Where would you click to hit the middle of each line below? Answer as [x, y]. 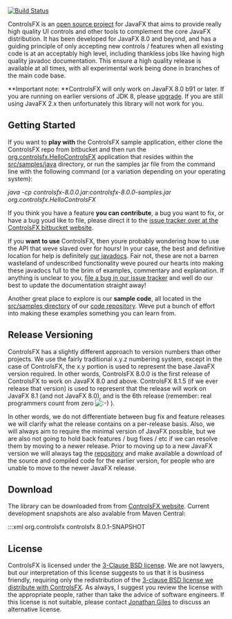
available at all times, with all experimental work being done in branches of [114, 68]
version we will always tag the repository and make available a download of [115, 453]
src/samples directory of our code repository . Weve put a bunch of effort [112, 306]
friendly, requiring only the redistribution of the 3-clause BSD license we [110, 580]
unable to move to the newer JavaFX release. [72, 468]
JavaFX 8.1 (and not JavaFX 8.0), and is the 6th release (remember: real [110, 396]
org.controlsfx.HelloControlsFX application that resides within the [101, 156]
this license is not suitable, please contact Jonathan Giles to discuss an [109, 602]
